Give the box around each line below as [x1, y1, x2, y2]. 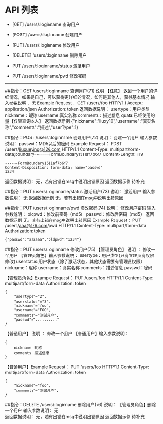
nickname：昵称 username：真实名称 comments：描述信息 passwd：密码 [5, 264, 153, 270]
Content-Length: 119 [102, 151, 143, 157]
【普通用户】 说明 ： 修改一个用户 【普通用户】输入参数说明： [5, 330, 129, 336]
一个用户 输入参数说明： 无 [5, 407, 59, 413]
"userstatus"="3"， [14, 299, 52, 304]
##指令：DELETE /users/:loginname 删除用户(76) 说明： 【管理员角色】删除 [5, 401, 156, 407]
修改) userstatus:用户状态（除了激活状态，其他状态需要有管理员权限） [5, 258, 145, 264]
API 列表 [5, 4, 39, 16]
